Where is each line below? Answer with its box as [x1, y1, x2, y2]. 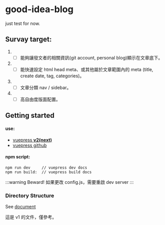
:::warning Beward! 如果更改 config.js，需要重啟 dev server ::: [5, 179, 134, 185]
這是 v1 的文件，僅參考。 [5, 214, 57, 220]
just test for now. [5, 20, 41, 26]
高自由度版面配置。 [20, 96, 61, 102]
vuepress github [12, 142, 47, 148]
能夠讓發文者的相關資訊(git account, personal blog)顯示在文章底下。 [20, 54, 163, 60]
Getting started [5, 111, 55, 120]
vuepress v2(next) [12, 137, 52, 143]
